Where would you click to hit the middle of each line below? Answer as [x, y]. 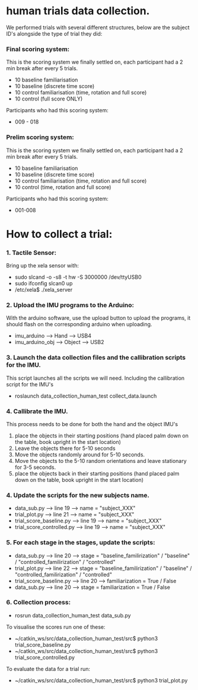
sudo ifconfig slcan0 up [44, 283]
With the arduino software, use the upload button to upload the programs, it [98, 318]
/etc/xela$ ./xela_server [44, 290]
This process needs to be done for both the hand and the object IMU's [92, 424]
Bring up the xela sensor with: [42, 266]
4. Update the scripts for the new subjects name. [78, 495]
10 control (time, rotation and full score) [63, 187]
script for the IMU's [30, 384]
